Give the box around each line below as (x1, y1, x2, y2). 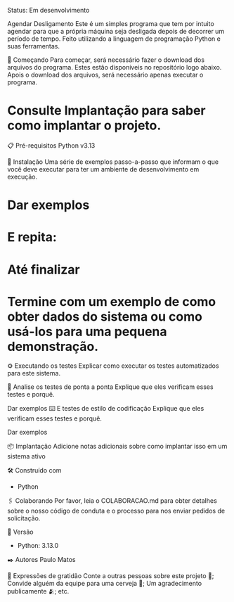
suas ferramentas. (7, 42, 60, 50)
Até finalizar (7, 262, 80, 277)
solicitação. (7, 514, 41, 523)
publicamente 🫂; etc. (7, 587, 70, 596)
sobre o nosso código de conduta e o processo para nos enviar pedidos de (7, 506, 226, 515)
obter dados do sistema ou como (7, 309, 202, 324)
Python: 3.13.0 (17, 542, 58, 550)
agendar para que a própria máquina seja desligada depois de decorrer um (7, 27, 225, 35)
